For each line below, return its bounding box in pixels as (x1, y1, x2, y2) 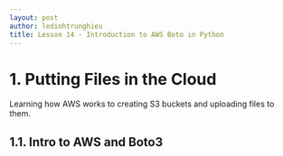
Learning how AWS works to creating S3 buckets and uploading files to (9, 98, 275, 109)
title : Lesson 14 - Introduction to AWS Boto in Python (9, 30, 224, 39)
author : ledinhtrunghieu (9, 22, 103, 31)
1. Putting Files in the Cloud (9, 69, 217, 89)
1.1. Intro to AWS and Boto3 (9, 134, 164, 150)
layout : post (9, 13, 59, 23)
